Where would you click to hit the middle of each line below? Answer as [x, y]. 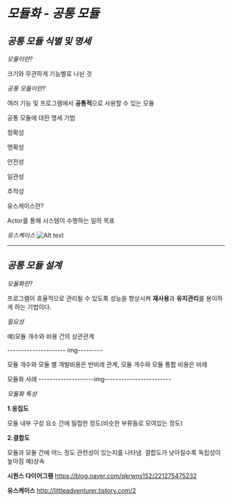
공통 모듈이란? [27, 88]
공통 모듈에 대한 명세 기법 [41, 118]
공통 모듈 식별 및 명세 [49, 41]
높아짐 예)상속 [26, 461]
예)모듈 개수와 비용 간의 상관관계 [51, 336]
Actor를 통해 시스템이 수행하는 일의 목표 [61, 220]
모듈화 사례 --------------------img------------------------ [89, 379]
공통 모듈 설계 [35, 266]
